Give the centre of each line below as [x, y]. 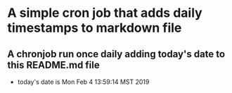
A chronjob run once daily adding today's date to [116, 54]
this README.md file [53, 65]
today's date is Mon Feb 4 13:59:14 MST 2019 [83, 82]
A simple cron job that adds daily [105, 13]
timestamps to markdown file [95, 28]
